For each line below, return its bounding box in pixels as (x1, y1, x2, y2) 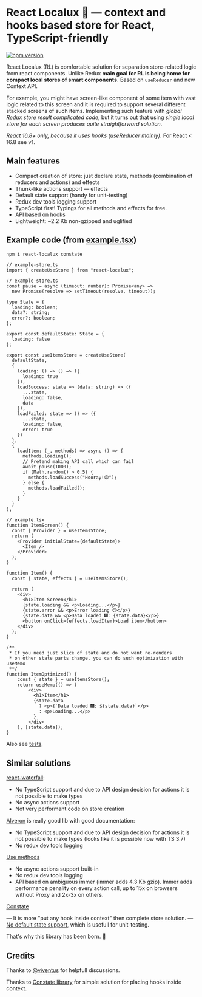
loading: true (22, 374, 59, 380)
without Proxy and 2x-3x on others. (15, 891, 104, 899)
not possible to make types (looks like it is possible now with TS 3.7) (15, 835, 186, 843)
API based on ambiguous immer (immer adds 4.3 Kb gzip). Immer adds (15, 878, 193, 886)
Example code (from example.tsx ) (6, 235, 137, 245)
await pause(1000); (22, 464, 72, 470)
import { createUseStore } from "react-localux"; (6, 267, 135, 273)
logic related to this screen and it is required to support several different (6, 100, 186, 108)
